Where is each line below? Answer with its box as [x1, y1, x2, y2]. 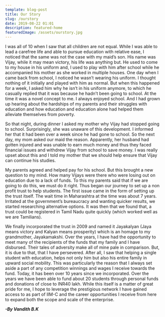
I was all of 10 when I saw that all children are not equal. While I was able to [5, 44, 158, 49]
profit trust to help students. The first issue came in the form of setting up [5, 188, 155, 194]
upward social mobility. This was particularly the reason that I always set [5, 260, 153, 266]
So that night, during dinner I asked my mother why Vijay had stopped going [5, 121, 160, 127]
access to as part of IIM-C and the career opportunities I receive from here [5, 291, 157, 297]
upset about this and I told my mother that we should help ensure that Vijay [5, 152, 158, 158]
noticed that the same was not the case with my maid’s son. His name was [5, 54, 156, 59]
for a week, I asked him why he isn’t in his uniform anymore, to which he [5, 86, 152, 91]
